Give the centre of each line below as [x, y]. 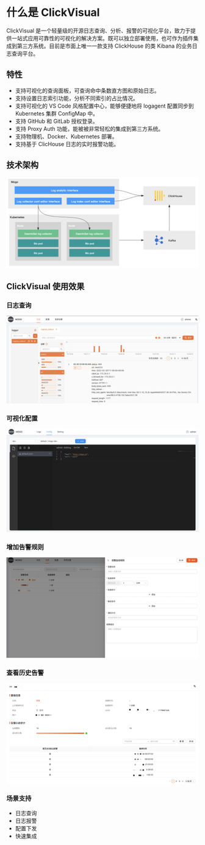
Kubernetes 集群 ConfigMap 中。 [57, 113]
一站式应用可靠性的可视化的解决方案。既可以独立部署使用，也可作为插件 [102, 38]
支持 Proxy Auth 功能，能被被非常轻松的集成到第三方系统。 [89, 128]
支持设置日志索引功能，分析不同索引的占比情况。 [77, 98]
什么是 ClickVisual [53, 13]
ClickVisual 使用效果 [45, 287]
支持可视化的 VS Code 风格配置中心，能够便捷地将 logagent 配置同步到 [104, 106]
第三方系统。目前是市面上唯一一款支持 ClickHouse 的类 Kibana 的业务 [104, 46]
